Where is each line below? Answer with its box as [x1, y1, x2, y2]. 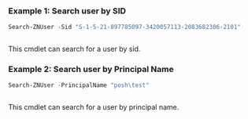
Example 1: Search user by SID [8, 5, 127, 16]
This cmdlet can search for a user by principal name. [8, 103, 180, 112]
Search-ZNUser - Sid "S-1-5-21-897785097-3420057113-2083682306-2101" [8, 23, 242, 31]
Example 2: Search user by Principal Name [8, 64, 175, 75]
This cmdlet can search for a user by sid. [8, 45, 141, 54]
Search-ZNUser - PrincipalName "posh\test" [8, 81, 150, 89]
